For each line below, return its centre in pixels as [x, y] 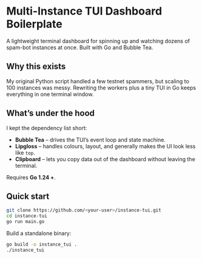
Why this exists [36, 67]
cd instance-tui [27, 216]
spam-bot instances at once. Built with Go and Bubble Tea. [80, 47]
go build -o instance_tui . [42, 244]
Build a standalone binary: [39, 233]
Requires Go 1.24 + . [31, 177]
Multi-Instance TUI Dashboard [84, 11]
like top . [25, 153]
